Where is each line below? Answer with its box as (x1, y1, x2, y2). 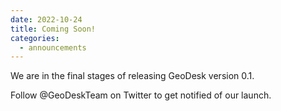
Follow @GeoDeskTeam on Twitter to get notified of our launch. (10, 89, 272, 101)
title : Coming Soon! (10, 24, 97, 34)
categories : (10, 33, 60, 43)
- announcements (19, 42, 87, 53)
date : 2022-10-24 (10, 14, 83, 25)
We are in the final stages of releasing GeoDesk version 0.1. (10, 70, 255, 82)
